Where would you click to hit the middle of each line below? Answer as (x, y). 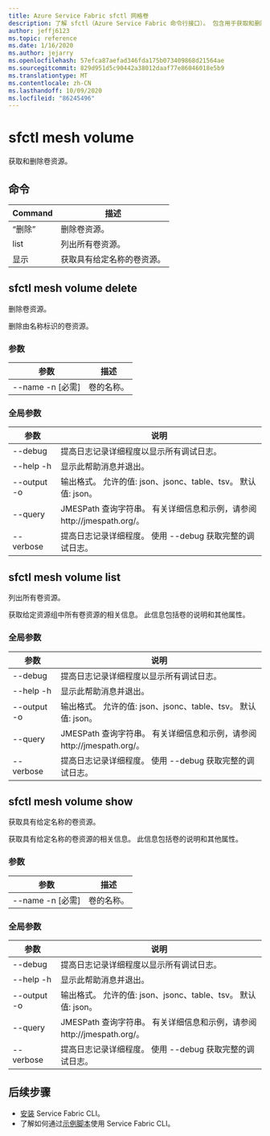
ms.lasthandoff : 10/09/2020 (55, 91)
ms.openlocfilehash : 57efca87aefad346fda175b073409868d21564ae (117, 61)
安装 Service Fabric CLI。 (62, 1113)
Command (33, 213)
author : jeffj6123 (39, 31)
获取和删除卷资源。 (40, 161)
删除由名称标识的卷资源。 (51, 326)
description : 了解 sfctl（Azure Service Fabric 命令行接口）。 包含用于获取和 (131, 23)
